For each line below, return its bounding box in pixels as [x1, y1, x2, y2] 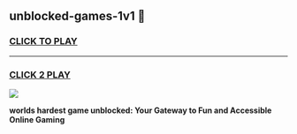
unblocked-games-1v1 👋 [9, 9, 146, 24]
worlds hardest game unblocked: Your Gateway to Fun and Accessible [9, 105, 272, 115]
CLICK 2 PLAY [9, 68, 71, 80]
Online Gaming [9, 114, 65, 124]
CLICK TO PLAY [9, 35, 78, 48]
